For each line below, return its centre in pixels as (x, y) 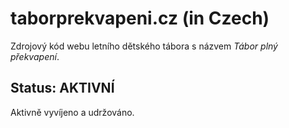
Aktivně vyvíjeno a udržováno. (72, 112)
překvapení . (35, 56)
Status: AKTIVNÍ (62, 88)
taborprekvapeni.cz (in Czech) (140, 18)
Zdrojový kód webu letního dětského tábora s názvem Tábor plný (144, 46)
